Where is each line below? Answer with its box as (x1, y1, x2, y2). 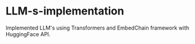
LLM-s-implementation (5, 4, 124, 18)
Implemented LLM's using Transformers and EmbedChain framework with (5, 24, 190, 31)
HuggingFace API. (5, 30, 51, 37)
